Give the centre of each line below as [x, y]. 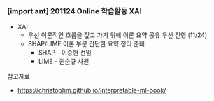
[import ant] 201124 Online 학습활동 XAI [74, 11]
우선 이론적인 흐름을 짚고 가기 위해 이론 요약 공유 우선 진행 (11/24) [117, 35]
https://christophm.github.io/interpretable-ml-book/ [92, 90]
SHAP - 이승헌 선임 [65, 53]
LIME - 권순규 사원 [64, 62]
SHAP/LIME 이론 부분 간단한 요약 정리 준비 [86, 44]
